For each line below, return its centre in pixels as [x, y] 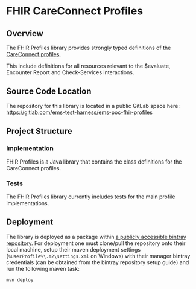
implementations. [28, 203]
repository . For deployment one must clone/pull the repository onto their [96, 243]
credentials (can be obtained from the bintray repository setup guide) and [98, 262]
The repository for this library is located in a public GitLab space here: [93, 106]
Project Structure [39, 131]
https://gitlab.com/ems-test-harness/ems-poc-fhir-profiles [79, 112]
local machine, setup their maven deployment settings [73, 249]
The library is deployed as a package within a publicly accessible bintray [96, 237]
